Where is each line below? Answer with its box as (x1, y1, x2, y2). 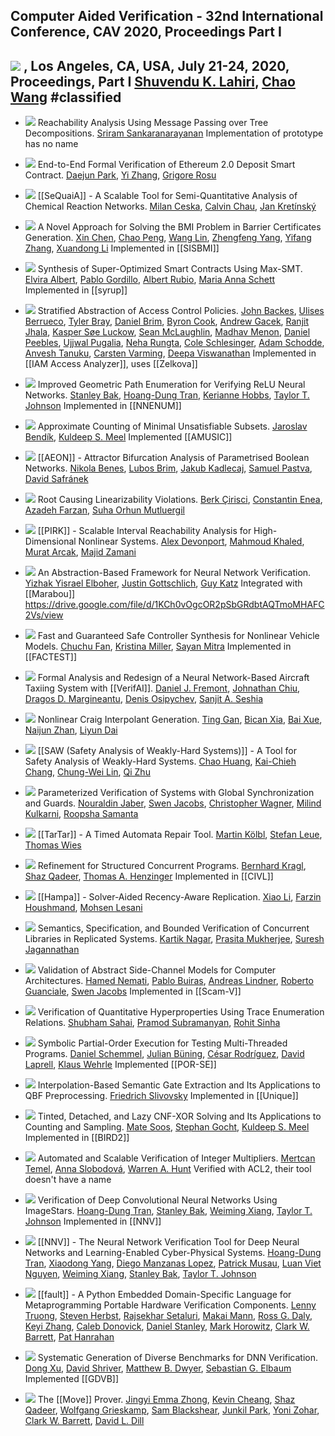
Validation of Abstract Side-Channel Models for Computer (37, 964, 277, 976)
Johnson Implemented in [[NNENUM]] (24, 400, 182, 412)
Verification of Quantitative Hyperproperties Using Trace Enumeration (37, 1006, 325, 1018)
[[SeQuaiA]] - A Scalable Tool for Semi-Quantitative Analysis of (37, 190, 298, 202)
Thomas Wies (24, 839, 82, 851)
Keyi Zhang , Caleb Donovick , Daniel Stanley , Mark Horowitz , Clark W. (24, 1320, 310, 1333)
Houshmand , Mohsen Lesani (24, 902, 143, 914)
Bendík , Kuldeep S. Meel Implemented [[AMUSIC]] (24, 431, 233, 443)
